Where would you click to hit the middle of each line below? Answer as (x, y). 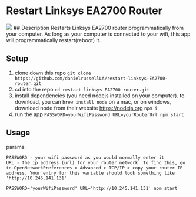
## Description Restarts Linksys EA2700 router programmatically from (99, 28)
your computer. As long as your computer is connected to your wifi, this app (98, 34)
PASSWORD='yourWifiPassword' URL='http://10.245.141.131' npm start (92, 188)
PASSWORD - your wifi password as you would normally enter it (85, 157)
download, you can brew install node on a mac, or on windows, (93, 101)
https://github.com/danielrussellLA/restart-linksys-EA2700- (91, 78)
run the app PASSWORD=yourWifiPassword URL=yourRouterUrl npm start (99, 114)
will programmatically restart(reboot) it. (54, 40)
